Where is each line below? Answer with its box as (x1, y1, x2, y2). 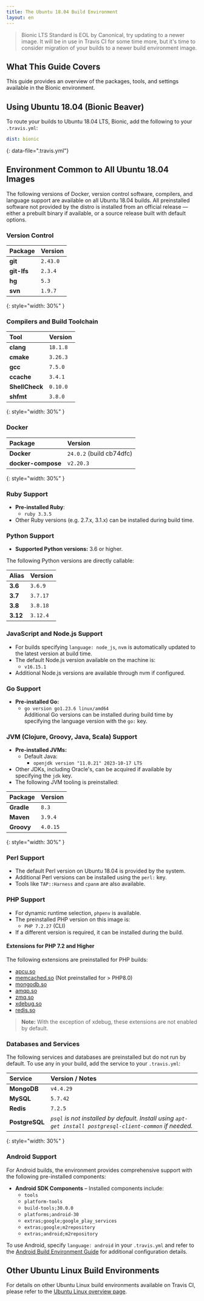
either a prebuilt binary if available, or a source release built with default (6, 209, 186, 217)
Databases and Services (6, 1039, 80, 1048)
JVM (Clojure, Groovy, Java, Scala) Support (6, 732, 138, 741)
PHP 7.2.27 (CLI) (24, 922, 66, 929)
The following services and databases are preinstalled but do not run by (6, 1053, 186, 1061)
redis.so (15, 1006, 36, 1013)
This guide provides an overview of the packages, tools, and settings (6, 78, 179, 85)
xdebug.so (15, 999, 42, 1007)
